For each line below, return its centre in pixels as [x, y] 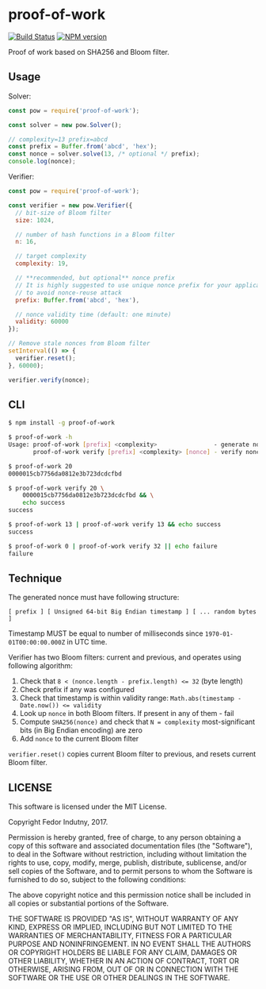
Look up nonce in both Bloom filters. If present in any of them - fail [127, 714]
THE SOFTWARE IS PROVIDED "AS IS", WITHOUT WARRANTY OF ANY [123, 919]
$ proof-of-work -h [40, 437]
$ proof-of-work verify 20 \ [56, 488]
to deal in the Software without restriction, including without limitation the [127, 854]
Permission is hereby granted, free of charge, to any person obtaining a [125, 837]
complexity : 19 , [42, 264]
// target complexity [51, 256]
